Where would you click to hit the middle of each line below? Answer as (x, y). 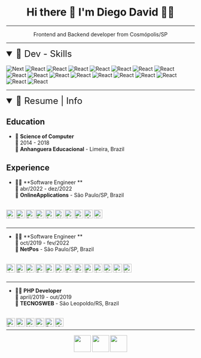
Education (26, 122)
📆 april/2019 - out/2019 (43, 297)
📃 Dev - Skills (44, 53)
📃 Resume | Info (49, 101)
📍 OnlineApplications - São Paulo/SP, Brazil (69, 195)
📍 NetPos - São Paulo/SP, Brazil (54, 249)
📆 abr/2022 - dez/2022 (43, 188)
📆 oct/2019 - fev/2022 (42, 243)
